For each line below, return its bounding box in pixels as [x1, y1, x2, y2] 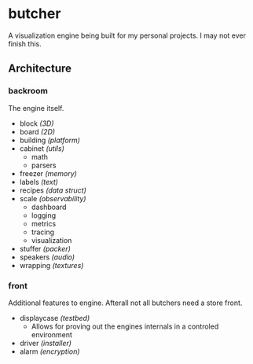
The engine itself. [8, 103, 64, 112]
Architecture [8, 62, 72, 75]
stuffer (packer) [19, 244, 71, 253]
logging [31, 210, 57, 220]
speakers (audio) [19, 252, 75, 262]
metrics [31, 219, 57, 228]
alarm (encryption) [19, 347, 80, 356]
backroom [8, 86, 49, 97]
